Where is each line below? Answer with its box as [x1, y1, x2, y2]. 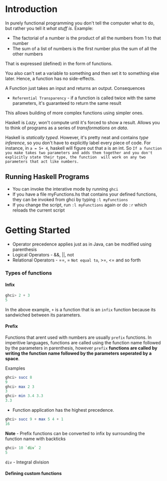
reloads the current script [12, 207, 65, 213]
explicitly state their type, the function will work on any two [5, 155, 146, 160]
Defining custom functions [5, 471, 62, 477]
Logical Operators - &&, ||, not [12, 251, 74, 257]
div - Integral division [5, 459, 49, 465]
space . [5, 355, 20, 361]
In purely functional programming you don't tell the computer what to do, [5, 20, 155, 26]
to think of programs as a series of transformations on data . [5, 125, 129, 131]
